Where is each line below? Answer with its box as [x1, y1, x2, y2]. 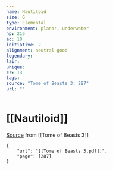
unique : [6, 64, 26, 70]
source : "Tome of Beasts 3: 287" [6, 81, 89, 87]
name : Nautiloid [6, 8, 46, 15]
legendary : [6, 53, 33, 59]
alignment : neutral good [6, 48, 68, 53]
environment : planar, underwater [6, 25, 89, 32]
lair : [6, 58, 20, 64]
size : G [6, 14, 26, 20]
